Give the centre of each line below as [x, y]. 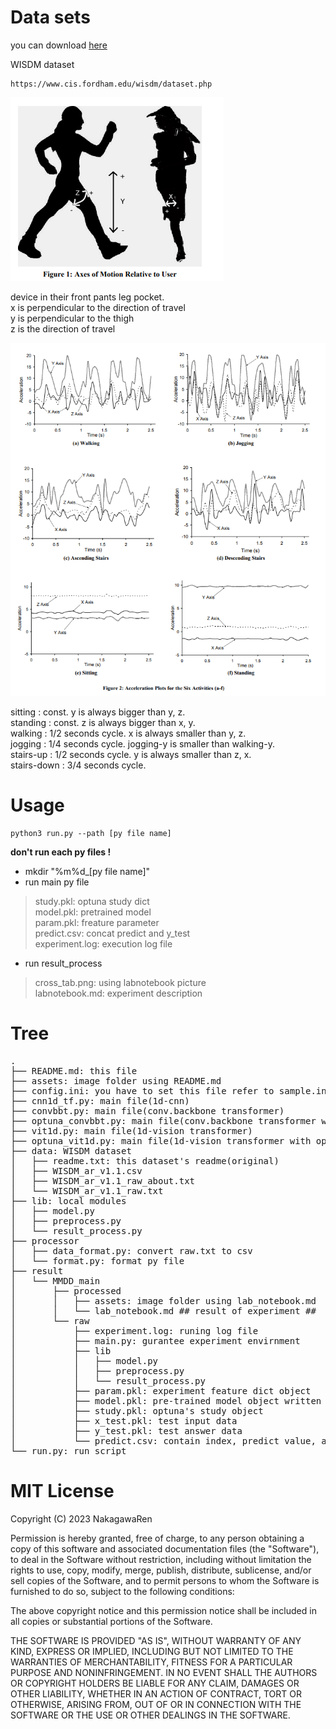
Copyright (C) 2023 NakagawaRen [81, 1518]
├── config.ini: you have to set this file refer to [142, 1091]
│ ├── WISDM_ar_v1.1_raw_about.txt [103, 1181]
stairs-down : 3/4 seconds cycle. [78, 765]
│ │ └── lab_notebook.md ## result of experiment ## [163, 1311]
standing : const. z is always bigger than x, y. [103, 723]
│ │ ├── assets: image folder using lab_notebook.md [163, 1301]
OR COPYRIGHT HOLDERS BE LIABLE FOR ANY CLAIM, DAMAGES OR [155, 1683]
